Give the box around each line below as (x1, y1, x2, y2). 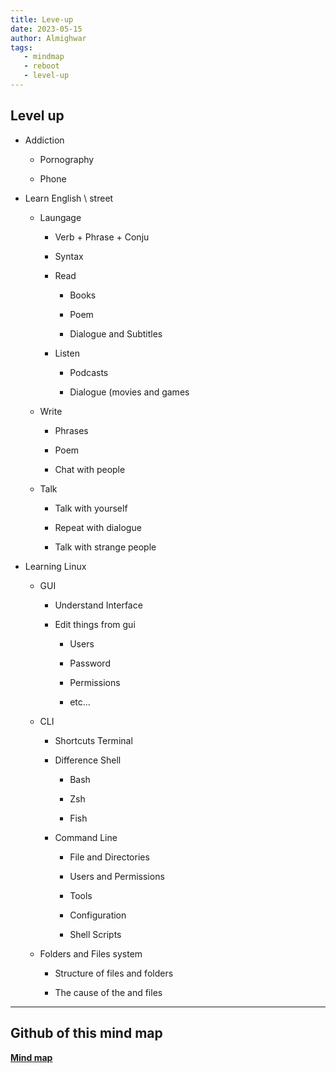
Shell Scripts (69, 928, 122, 940)
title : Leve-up (10, 14, 74, 25)
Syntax (54, 250, 84, 262)
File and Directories (69, 851, 150, 863)
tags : (10, 42, 33, 53)
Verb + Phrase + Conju (54, 231, 150, 243)
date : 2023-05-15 (10, 24, 83, 34)
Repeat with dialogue (54, 521, 142, 533)
